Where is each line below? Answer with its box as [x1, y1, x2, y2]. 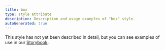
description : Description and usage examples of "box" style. [5, 16, 135, 21]
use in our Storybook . [5, 40, 49, 46]
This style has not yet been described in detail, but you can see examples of [5, 34, 160, 40]
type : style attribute [5, 12, 52, 17]
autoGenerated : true [5, 21, 48, 26]
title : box [5, 7, 28, 12]
